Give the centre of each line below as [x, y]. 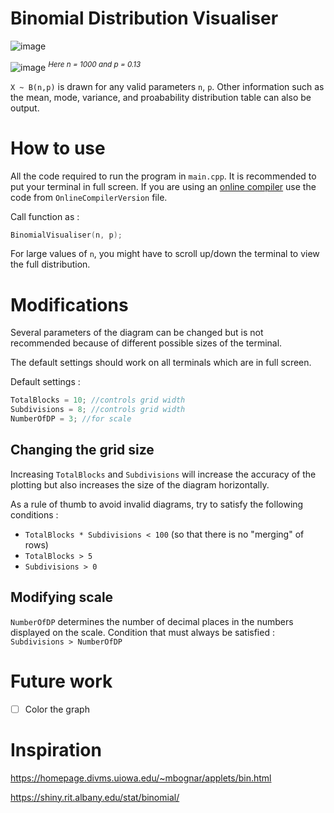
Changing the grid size [82, 450]
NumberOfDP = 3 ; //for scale [71, 419]
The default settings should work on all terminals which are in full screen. [161, 363]
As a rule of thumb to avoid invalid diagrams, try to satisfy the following [157, 504]
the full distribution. [50, 264]
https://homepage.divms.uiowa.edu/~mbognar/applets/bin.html [141, 778]
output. [25, 108]
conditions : [34, 514]
